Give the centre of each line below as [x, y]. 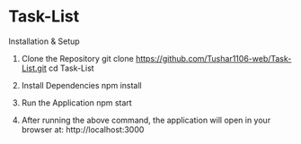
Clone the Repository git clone [77, 58]
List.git [34, 68]
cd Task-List [71, 68]
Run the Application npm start [76, 102]
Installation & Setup [44, 41]
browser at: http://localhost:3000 [83, 129]
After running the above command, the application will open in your [146, 120]
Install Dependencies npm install [81, 85]
